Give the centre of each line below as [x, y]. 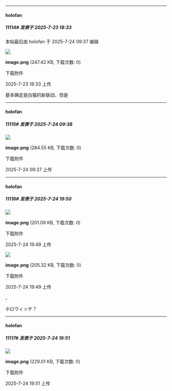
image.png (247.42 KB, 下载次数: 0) [43, 62]
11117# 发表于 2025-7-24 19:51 [38, 338]
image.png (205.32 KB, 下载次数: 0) [43, 265]
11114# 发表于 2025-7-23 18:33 [38, 28]
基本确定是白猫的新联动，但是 [37, 95]
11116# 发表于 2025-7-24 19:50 [38, 199]
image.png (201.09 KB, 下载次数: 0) [43, 222]
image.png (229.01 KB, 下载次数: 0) [43, 362]
